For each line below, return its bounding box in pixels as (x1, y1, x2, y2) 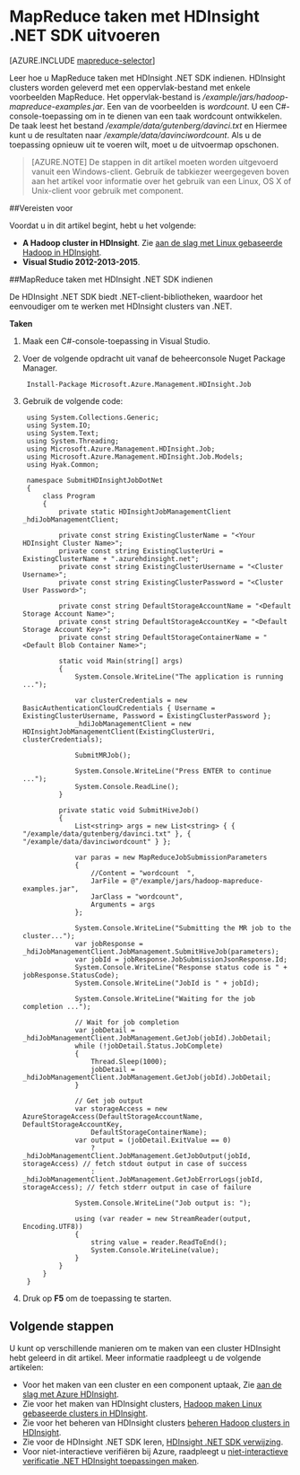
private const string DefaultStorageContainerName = (58, 633, 260, 642)
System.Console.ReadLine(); (74, 782, 180, 791)
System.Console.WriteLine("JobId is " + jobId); (74, 979, 260, 988)
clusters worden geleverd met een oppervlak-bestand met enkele (9, 82, 251, 92)
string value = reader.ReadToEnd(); (90, 1237, 227, 1247)
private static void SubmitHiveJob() (58, 805, 200, 814)
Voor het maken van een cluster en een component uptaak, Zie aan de (21, 1379, 282, 1390)
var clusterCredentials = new (74, 696, 188, 705)
